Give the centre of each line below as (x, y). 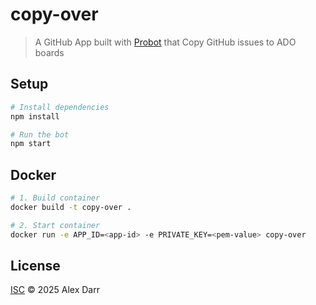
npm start (31, 144)
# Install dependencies (60, 107)
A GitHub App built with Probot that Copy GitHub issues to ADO (165, 42)
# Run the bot (40, 134)
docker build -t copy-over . (71, 207)
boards (49, 52)
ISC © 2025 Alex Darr (55, 290)
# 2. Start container (55, 225)
